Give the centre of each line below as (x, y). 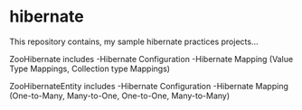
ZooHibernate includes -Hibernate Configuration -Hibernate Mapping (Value (151, 59)
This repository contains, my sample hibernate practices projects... (134, 41)
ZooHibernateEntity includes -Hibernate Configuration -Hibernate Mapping (149, 86)
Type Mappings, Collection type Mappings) (90, 69)
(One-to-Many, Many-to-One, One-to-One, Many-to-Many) (120, 96)
